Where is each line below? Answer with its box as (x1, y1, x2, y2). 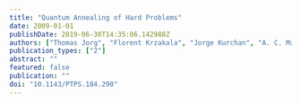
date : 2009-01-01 (9, 21, 74, 30)
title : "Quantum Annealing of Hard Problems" (9, 13, 182, 22)
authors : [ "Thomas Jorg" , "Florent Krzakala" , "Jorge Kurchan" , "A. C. (9, 38, 282, 47)
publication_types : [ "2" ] (9, 47, 106, 56)
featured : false (9, 64, 70, 73)
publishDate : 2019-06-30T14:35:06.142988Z (9, 30, 170, 39)
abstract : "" (9, 55, 58, 64)
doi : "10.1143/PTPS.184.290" (9, 80, 118, 89)
